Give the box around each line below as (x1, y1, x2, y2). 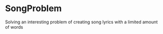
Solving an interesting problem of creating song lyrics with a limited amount (5, 19, 158, 25)
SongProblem (5, 3, 62, 14)
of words (5, 24, 24, 30)
